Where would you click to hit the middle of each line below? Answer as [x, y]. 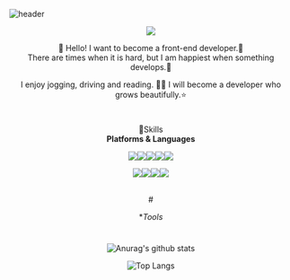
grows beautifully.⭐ [151, 95]
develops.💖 [151, 67]
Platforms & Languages [151, 139]
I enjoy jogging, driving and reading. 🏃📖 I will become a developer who [151, 84]
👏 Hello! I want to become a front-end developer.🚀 [151, 48]
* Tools [151, 217]
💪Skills [151, 129]
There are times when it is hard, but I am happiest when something [151, 57]
